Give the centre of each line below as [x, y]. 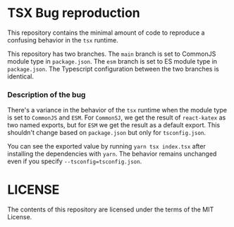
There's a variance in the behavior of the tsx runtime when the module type [117, 110]
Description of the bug [47, 95]
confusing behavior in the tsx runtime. [63, 40]
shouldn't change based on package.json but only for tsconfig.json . [107, 133]
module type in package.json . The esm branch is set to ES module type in [112, 61]
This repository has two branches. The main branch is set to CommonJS [112, 54]
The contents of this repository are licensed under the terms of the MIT [111, 209]
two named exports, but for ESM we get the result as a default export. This [114, 125]
